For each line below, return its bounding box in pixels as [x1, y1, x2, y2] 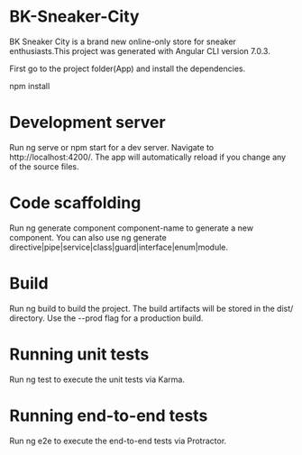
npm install [9, 80, 50, 91]
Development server [9, 113, 166, 132]
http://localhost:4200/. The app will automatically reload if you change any [9, 151, 287, 162]
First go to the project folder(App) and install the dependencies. [9, 63, 246, 74]
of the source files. [9, 160, 79, 172]
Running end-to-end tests [9, 405, 208, 425]
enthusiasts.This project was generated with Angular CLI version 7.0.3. [9, 45, 270, 56]
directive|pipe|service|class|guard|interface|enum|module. [9, 241, 228, 252]
